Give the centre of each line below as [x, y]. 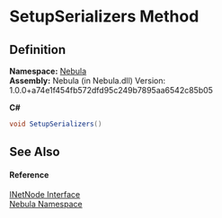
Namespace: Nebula [48, 71]
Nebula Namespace [46, 205]
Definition [37, 50]
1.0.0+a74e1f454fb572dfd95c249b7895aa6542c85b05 [111, 90]
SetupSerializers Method [104, 17]
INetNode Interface [45, 195]
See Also [35, 152]
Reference [29, 174]
